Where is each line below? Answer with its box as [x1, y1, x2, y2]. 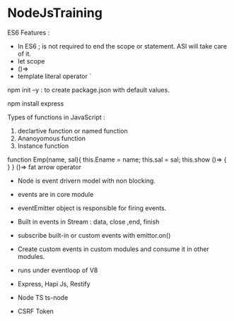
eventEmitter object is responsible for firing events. [17, 203, 167, 212]
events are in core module [17, 190, 94, 198]
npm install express [7, 99, 64, 107]
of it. [17, 49, 32, 58]
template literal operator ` [17, 72, 92, 80]
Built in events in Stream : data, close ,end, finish [17, 217, 160, 226]
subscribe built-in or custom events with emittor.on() [17, 231, 171, 239]
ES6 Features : [7, 28, 50, 37]
